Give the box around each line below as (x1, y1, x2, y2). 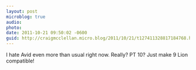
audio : (6, 19, 22, 25)
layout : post (6, 8, 38, 14)
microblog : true (6, 14, 45, 20)
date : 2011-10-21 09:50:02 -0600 (6, 30, 87, 36)
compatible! (6, 57, 35, 64)
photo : (6, 24, 22, 31)
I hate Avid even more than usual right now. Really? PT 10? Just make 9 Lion (6, 51, 188, 58)
